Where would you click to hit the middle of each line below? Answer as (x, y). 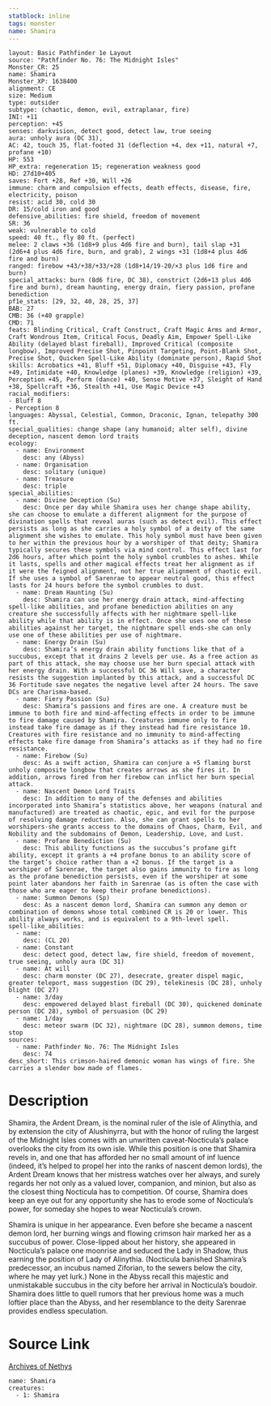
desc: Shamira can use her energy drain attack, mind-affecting (133, 600)
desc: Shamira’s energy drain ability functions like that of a (133, 650)
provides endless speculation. (58, 1311)
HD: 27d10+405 (32, 174)
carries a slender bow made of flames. (76, 1068)
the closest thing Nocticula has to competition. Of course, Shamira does (128, 1192)
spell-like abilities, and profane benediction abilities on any (121, 607)
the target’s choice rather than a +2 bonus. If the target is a (121, 862)
